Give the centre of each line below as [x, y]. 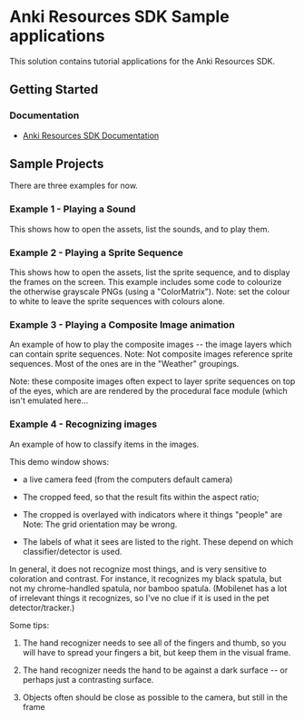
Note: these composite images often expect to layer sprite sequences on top [152, 381]
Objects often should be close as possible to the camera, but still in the [155, 697]
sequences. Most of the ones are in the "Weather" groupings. [124, 364]
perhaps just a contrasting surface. [88, 679]
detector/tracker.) [42, 607]
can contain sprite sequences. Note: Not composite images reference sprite [151, 354]
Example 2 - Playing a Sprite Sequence [97, 252]
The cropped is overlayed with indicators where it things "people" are [152, 514]
